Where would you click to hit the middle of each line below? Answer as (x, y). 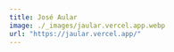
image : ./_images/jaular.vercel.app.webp (87, 26)
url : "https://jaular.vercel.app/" (75, 33)
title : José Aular (43, 17)
